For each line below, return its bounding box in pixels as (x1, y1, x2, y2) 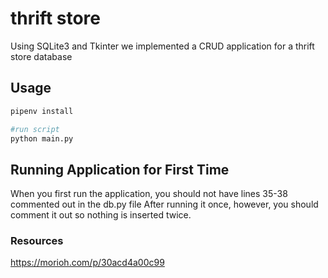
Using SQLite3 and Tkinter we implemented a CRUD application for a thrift (10, 40, 315, 52)
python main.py (10, 133, 74, 144)
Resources (10, 234, 64, 248)
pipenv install (10, 106, 74, 116)
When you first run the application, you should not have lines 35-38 (10, 188, 288, 200)
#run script (10, 124, 60, 134)
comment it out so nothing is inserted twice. (10, 209, 192, 221)
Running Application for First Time (10, 161, 230, 178)
